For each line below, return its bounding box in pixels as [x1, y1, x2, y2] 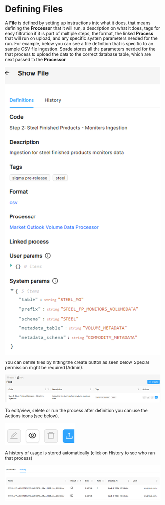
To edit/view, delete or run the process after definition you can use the [5, 408, 148, 414]
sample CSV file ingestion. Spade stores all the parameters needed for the [5, 46, 156, 52]
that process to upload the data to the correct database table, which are [5, 51, 151, 57]
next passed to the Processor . [5, 56, 67, 62]
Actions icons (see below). [5, 413, 59, 419]
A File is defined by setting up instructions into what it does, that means [5, 20, 151, 26]
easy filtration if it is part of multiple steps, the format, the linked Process [5, 30, 154, 36]
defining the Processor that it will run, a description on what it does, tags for [5, 25, 160, 31]
